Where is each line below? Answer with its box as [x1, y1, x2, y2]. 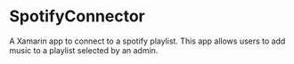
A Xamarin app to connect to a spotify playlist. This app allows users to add [9, 36, 286, 46]
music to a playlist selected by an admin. [9, 44, 159, 55]
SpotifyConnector [9, 6, 145, 27]
